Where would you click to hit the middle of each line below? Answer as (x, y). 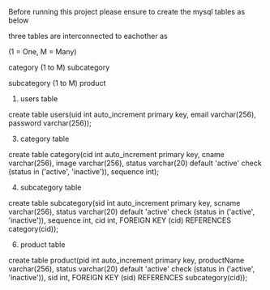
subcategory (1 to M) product (57, 83)
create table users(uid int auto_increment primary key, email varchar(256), (133, 114)
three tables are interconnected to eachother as (88, 36)
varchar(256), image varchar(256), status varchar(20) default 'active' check (135, 163)
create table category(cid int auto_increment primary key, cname (117, 154)
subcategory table (51, 187)
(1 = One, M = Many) (43, 51)
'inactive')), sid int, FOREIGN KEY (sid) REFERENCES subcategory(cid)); (128, 277)
